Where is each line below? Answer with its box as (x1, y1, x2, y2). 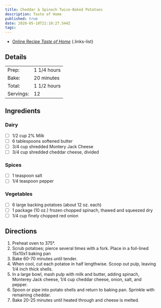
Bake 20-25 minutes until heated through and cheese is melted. (12, 297, 139, 303)
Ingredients (5, 107, 41, 115)
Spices (5, 161, 22, 168)
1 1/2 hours (33, 82, 61, 89)
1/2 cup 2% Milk (12, 133, 45, 138)
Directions (5, 227, 37, 235)
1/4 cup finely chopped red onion (12, 212, 79, 218)
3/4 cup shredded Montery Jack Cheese (12, 143, 94, 149)
